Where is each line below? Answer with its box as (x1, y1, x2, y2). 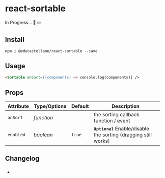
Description (111, 103, 140, 110)
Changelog (5, 154, 40, 162)
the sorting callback (93, 111, 139, 118)
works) (93, 138, 110, 145)
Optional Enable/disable (93, 126, 150, 132)
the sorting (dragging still (93, 131, 152, 138)
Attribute (7, 103, 29, 110)
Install (5, 35, 25, 44)
